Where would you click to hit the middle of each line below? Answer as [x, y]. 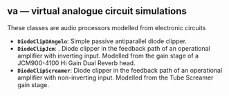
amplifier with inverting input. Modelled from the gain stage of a [108, 56]
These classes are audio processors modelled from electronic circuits [107, 27]
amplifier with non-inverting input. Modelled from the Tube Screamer [115, 77]
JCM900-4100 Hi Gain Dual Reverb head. [76, 63]
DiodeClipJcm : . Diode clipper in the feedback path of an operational [114, 48]
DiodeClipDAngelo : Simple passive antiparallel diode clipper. [102, 41]
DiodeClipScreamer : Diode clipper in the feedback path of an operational [120, 70]
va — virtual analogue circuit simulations [97, 11]
